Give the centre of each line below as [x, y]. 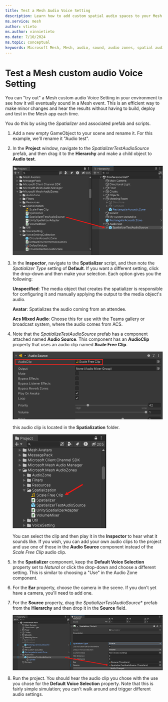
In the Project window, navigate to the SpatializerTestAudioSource [80, 148]
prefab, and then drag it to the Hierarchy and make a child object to [82, 154]
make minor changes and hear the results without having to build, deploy [80, 108]
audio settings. [28, 694]
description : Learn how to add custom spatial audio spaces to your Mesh [84, 16]
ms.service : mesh [23, 21]
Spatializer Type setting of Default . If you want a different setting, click [85, 268]
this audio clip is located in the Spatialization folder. [66, 428]
